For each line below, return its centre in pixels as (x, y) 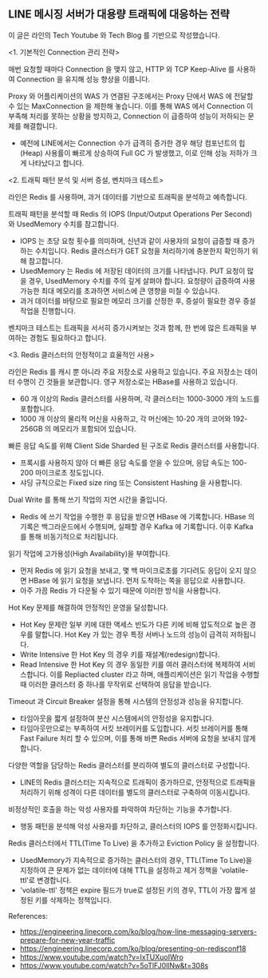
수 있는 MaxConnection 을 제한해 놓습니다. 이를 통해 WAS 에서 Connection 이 (131, 105)
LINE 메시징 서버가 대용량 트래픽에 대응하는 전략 (119, 14)
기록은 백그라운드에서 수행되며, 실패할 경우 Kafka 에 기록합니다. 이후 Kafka (136, 527)
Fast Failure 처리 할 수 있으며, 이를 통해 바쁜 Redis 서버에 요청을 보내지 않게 (138, 738)
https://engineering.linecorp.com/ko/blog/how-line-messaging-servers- (138, 931)
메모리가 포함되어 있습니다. (95, 428)
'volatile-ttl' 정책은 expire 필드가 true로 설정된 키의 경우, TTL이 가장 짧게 (134, 890)
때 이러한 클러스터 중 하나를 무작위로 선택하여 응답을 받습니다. (116, 684)
